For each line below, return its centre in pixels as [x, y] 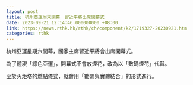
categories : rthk [28, 34]
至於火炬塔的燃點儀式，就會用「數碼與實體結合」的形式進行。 [82, 76]
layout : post [22, 12]
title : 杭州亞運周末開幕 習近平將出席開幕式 [56, 17]
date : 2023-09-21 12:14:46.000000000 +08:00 [62, 22]
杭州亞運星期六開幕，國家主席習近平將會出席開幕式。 [71, 51]
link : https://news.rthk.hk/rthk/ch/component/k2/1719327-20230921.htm [96, 28]
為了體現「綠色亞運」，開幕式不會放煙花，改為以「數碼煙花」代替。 [88, 64]
